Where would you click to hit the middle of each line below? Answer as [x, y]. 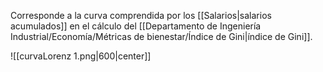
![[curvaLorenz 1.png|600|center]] [81, 56]
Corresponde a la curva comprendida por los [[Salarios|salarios [141, 15]
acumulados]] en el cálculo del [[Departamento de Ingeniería [136, 26]
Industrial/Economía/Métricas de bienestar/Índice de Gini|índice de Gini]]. [161, 36]
